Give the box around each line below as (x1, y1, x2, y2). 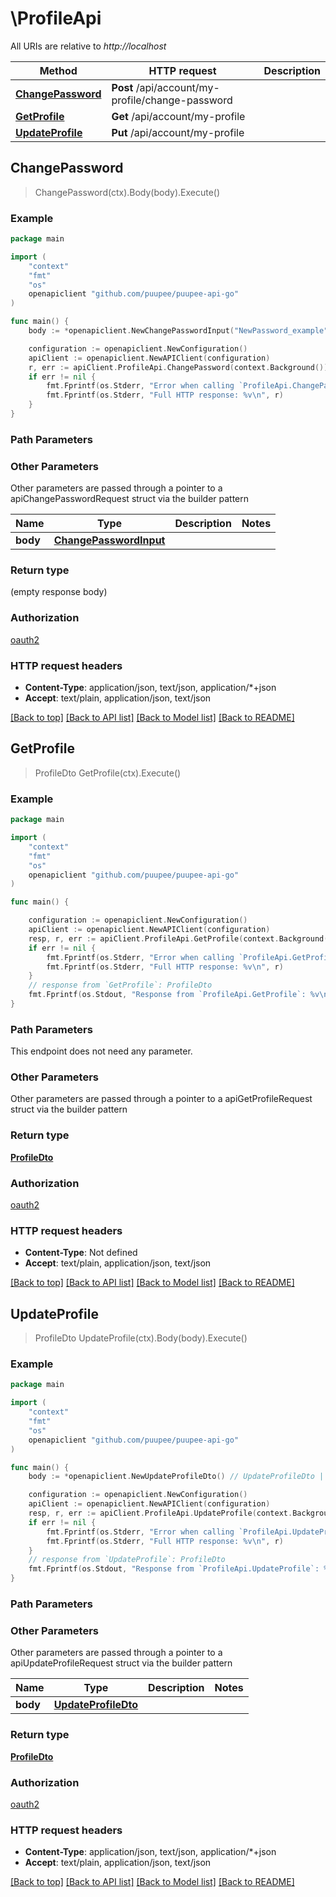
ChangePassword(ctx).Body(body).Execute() (34, 186, 221, 198)
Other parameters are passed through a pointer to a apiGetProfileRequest (10, 1093, 313, 1105)
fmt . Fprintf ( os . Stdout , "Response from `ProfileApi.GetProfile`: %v (28, 990, 320, 1000)
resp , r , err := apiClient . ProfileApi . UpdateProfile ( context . (28, 1508, 293, 1519)
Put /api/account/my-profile (111, 125, 245, 139)
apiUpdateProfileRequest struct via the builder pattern (10, 1657, 233, 1669)
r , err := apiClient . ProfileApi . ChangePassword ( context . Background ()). (28, 362, 333, 372)
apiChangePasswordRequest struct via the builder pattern (10, 493, 250, 505)
